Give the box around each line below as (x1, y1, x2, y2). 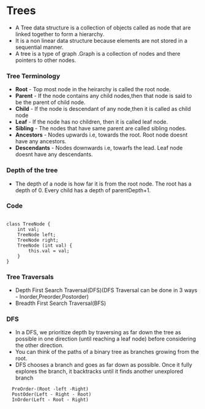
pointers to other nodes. (15, 56, 76, 64)
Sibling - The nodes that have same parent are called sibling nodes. (15, 125, 187, 132)
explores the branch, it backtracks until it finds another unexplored (15, 368, 184, 375)
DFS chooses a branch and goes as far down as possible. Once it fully (15, 361, 193, 369)
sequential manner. (15, 43, 64, 51)
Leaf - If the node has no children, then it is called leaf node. (15, 118, 168, 126)
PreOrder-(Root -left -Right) (12, 386, 89, 392)
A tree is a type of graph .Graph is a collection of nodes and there (15, 50, 181, 57)
